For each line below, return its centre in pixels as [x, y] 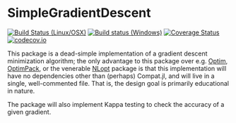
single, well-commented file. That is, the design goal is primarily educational [118, 83]
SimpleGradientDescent [79, 13]
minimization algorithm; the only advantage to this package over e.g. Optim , [118, 60]
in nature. [21, 91]
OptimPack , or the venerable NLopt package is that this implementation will [117, 68]
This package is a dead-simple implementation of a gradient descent [107, 53]
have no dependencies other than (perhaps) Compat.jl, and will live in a [111, 76]
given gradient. [29, 112]
